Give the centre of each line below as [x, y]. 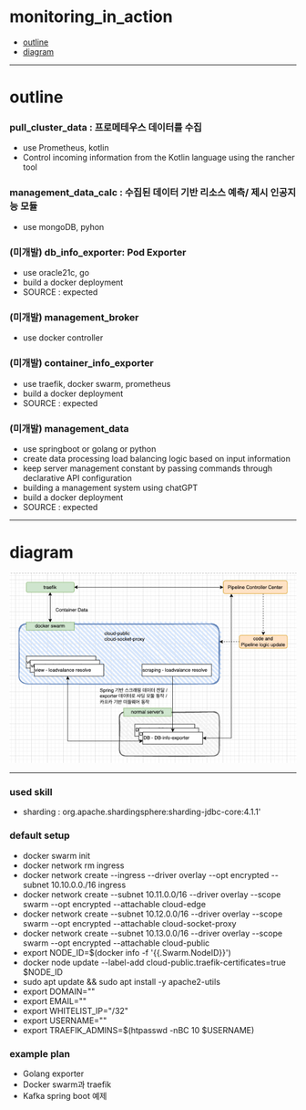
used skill [31, 792]
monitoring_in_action [91, 17]
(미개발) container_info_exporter [82, 363]
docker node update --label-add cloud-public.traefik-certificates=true [154, 962]
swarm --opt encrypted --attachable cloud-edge [114, 904]
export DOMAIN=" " [59, 991]
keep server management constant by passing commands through [148, 468]
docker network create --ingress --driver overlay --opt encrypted [146, 874]
